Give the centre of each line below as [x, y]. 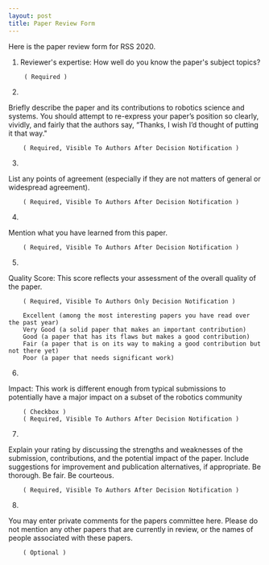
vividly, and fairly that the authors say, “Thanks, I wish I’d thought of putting [134, 124]
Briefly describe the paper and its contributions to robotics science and [126, 107]
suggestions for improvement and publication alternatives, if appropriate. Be [135, 467]
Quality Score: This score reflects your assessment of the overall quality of [132, 278]
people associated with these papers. [70, 538]
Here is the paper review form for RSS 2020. [82, 46]
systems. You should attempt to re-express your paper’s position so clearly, [134, 116]
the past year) [34, 322]
